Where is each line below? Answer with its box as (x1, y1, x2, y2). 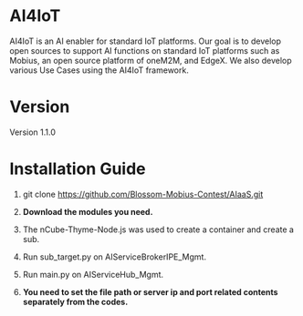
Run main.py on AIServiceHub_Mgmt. (22, 269, 164, 280)
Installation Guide (9, 158, 146, 179)
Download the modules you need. (22, 206, 153, 217)
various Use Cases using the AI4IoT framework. (9, 65, 189, 76)
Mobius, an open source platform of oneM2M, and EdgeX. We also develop (9, 55, 292, 66)
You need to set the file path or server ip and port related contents (22, 286, 278, 297)
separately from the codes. (22, 296, 129, 307)
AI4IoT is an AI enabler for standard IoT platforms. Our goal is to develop (9, 36, 281, 46)
